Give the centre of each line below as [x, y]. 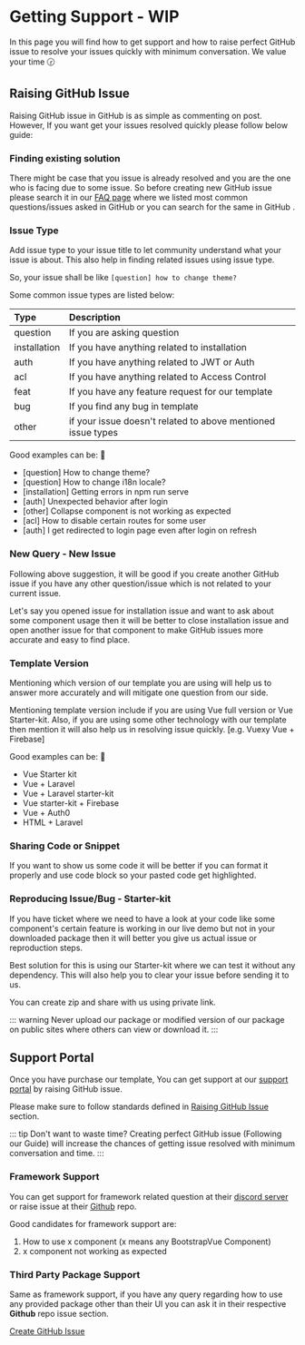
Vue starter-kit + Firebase [71, 803]
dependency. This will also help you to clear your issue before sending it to [149, 975]
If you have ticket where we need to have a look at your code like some [142, 918]
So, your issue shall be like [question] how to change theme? [123, 278]
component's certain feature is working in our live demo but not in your [142, 928]
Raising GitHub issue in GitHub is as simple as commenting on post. [136, 115]
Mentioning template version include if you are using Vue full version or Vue [151, 710]
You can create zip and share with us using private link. [113, 1002]
